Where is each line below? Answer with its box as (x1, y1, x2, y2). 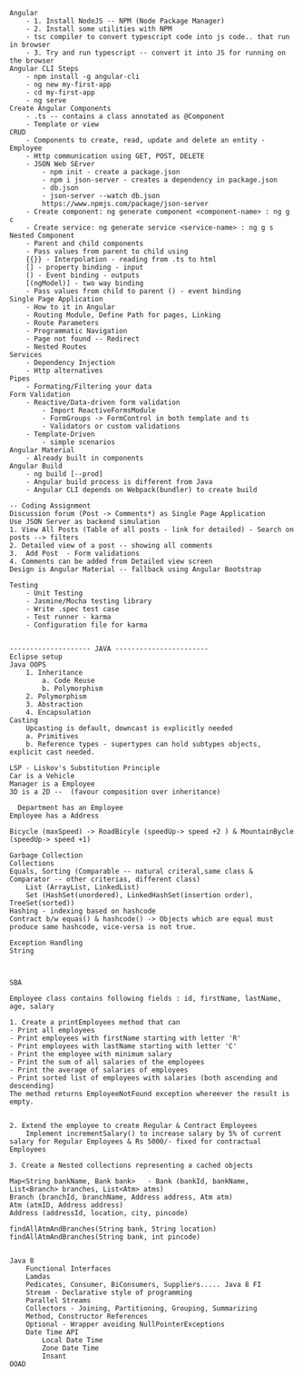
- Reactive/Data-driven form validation (25, 398, 181, 407)
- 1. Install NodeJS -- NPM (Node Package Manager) (25, 16, 225, 25)
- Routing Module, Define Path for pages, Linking (25, 311, 221, 320)
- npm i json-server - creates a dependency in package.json (42, 175, 279, 184)
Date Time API (25, 1328, 79, 1337)
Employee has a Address (9, 811, 100, 820)
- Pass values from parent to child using (25, 247, 189, 256)
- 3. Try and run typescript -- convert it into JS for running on (25, 48, 286, 57)
